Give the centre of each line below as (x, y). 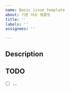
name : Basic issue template (35, 10)
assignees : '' (20, 29)
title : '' (16, 19)
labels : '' (17, 24)
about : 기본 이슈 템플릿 (28, 15)
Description (24, 54)
